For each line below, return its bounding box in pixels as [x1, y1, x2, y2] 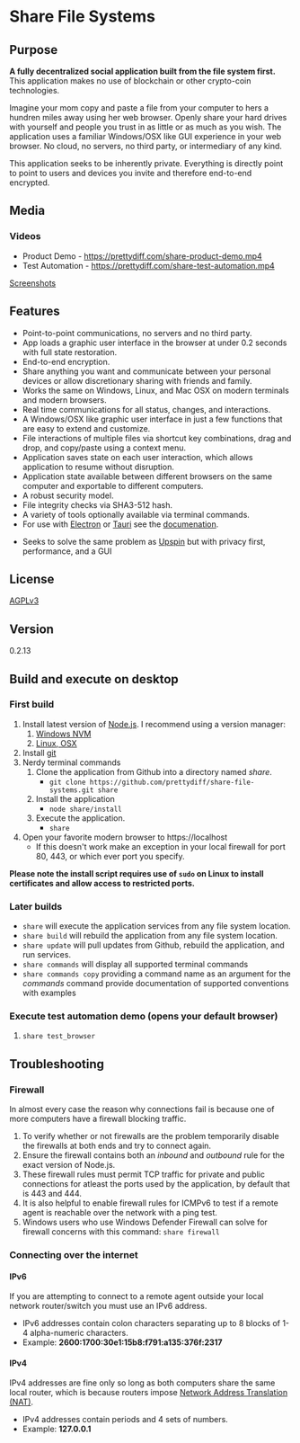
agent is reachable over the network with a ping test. [22, 1207, 218, 1218]
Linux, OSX [35, 737, 78, 748]
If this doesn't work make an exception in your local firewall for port [35, 841, 286, 851]
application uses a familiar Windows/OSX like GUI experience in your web [9, 131, 282, 141]
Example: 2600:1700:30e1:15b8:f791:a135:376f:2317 [22, 1337, 223, 1348]
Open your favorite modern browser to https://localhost [22, 832, 228, 842]
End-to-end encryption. [22, 356, 110, 367]
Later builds [9, 900, 63, 913]
